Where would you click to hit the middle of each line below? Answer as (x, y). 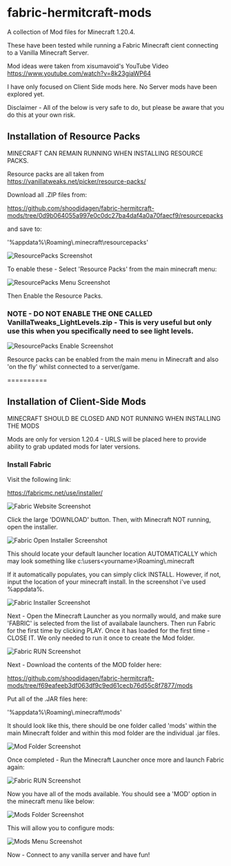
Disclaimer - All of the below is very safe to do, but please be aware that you (116, 107)
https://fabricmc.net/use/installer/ (55, 493)
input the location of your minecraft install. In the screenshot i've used (107, 582)
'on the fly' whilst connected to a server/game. (73, 367)
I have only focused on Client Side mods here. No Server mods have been (112, 86)
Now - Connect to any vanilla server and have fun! (79, 855)
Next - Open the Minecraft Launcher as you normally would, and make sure (114, 616)
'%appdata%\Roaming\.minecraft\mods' (64, 713)
